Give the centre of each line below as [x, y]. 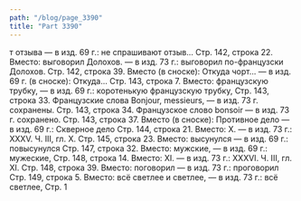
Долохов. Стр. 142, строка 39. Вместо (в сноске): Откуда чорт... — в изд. [150, 71]
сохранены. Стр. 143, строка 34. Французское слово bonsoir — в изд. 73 [150, 110]
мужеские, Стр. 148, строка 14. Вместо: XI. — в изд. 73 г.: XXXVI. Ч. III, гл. [150, 158]
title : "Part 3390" [46, 26]
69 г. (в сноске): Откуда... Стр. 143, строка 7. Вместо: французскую [139, 81]
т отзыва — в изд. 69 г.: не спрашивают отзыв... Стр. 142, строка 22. [141, 52]
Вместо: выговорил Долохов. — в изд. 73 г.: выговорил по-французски [146, 62]
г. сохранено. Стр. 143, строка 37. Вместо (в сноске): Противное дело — [150, 120]
